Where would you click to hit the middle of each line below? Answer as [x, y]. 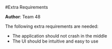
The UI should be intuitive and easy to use [55, 41]
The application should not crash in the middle [60, 36]
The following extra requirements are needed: [52, 26]
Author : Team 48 [23, 17]
